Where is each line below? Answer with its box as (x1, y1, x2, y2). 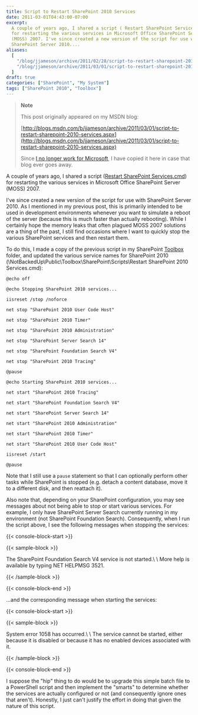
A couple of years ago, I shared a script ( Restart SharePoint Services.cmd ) (6, 172, 187, 179)
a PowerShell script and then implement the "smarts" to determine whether (6, 683, 189, 691)
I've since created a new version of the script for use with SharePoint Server (6, 196, 192, 204)
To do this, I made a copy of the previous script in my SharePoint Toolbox (6, 246, 184, 253)
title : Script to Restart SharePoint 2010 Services (6, 8, 136, 15)
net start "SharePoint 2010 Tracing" (6, 389, 99, 396)
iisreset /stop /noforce (6, 296, 67, 302)
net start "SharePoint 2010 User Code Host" (6, 441, 117, 447)
